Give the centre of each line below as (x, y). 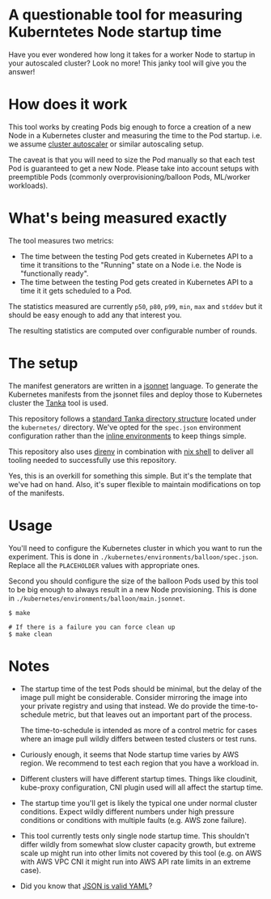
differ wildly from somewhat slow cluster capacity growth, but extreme (138, 844)
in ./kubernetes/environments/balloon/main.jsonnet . (97, 598)
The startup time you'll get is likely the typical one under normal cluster (138, 803)
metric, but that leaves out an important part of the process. (152, 715)
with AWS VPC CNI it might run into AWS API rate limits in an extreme (135, 861)
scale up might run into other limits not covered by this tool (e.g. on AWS (141, 853)
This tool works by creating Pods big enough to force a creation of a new (130, 126)
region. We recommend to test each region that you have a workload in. (139, 763)
